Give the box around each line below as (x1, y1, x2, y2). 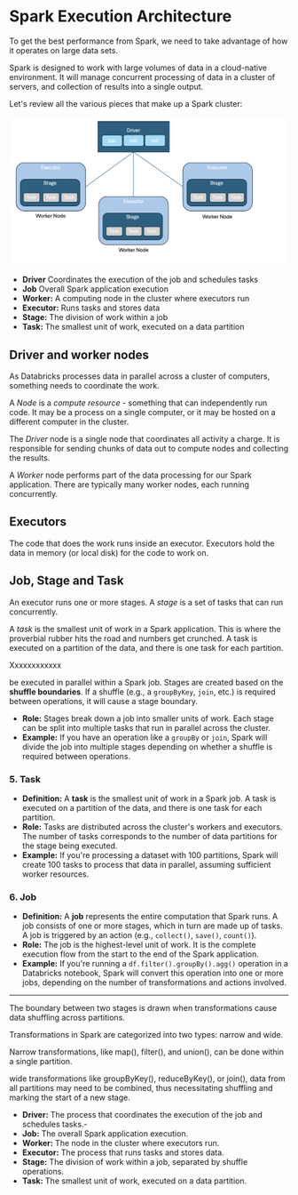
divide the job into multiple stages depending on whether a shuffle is (21, 741, 273, 752)
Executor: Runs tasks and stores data (21, 302, 161, 313)
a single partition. (9, 1056, 73, 1067)
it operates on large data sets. (9, 44, 118, 55)
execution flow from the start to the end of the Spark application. (21, 949, 260, 959)
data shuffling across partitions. (9, 1012, 126, 1023)
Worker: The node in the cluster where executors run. (21, 1138, 220, 1149)
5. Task (9, 773, 42, 785)
